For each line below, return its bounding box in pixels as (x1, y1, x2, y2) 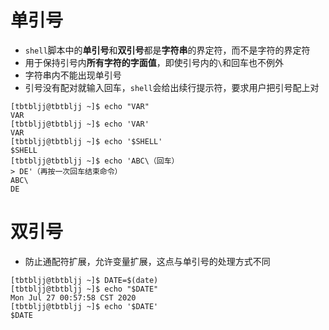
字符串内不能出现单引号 (24, 69, 122, 81)
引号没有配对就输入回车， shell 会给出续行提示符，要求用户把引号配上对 (24, 81, 320, 93)
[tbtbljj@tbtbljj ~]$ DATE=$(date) (10, 275, 159, 285)
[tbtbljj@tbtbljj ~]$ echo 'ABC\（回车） (10, 156, 180, 166)
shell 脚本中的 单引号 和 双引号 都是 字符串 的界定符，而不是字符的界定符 (24, 44, 311, 56)
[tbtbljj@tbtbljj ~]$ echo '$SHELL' (10, 136, 163, 146)
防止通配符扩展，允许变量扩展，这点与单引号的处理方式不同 (24, 255, 271, 267)
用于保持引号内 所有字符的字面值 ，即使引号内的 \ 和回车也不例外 (24, 56, 284, 68)
